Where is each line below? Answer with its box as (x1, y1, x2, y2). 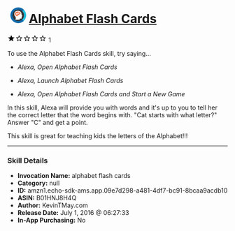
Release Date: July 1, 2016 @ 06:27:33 (17, 209, 129, 217)
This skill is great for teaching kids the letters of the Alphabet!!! (7, 131, 188, 140)
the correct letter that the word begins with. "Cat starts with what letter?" (7, 110, 218, 119)
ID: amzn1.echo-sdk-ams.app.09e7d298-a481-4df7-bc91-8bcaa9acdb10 (17, 186, 228, 195)
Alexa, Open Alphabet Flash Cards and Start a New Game (17, 89, 185, 98)
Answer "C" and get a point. (7, 118, 89, 126)
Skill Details (7, 156, 48, 165)
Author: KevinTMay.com (17, 201, 89, 209)
